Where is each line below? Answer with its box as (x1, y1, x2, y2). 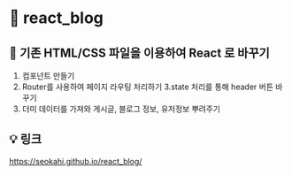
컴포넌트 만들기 (21, 71, 75, 80)
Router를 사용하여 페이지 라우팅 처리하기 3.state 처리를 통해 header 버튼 (21, 81, 274, 92)
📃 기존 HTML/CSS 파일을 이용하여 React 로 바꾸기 (9, 45, 270, 60)
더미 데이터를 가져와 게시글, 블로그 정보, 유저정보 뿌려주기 (21, 103, 221, 114)
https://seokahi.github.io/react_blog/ (9, 156, 142, 166)
